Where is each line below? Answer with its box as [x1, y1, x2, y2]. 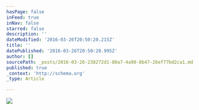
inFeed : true [6, 14, 39, 20]
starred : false [6, 25, 45, 32]
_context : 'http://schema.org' [6, 70, 85, 76]
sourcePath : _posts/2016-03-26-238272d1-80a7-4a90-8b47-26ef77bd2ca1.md [6, 59, 194, 65]
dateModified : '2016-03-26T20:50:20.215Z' [6, 37, 115, 43]
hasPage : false [6, 8, 45, 15]
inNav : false [6, 20, 39, 26]
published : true [6, 64, 47, 71]
